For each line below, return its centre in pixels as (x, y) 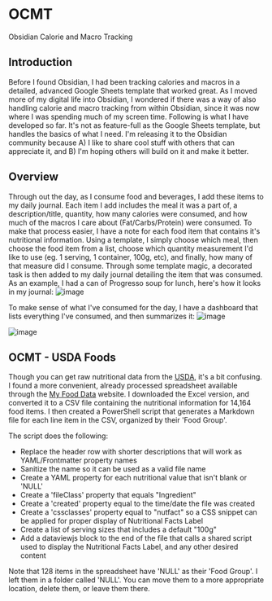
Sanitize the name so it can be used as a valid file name (113, 469)
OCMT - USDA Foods (62, 357)
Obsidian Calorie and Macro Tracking (71, 37)
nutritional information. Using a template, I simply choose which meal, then (133, 239)
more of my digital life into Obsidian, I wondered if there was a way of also (132, 99)
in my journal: (31, 292)
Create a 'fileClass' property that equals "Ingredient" (108, 495)
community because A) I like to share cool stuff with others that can (122, 143)
